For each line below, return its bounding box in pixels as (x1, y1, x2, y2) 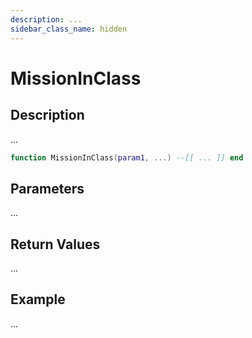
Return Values (10, 236, 101, 253)
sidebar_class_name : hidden (10, 24, 128, 34)
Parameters (10, 180, 85, 197)
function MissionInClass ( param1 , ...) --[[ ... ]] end (10, 152, 244, 163)
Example (10, 291, 66, 308)
